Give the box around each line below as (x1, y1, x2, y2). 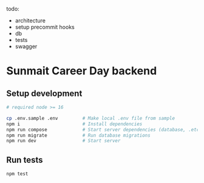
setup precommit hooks (15, 24, 75, 30)
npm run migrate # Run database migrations (6, 132, 151, 139)
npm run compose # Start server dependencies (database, (6, 126, 186, 133)
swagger (15, 43, 38, 50)
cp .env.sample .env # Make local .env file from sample (6, 115, 175, 121)
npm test (6, 171, 29, 177)
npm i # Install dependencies (6, 121, 143, 127)
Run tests (6, 154, 43, 165)
